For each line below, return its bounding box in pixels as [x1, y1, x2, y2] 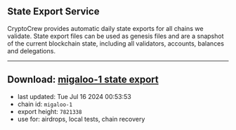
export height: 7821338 [17, 107, 82, 115]
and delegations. [7, 46, 56, 55]
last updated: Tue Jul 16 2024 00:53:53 [17, 92, 131, 100]
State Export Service [7, 6, 100, 18]
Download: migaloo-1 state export [7, 74, 159, 86]
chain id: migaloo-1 [17, 100, 72, 108]
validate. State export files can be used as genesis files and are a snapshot [7, 32, 224, 40]
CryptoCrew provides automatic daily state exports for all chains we [7, 24, 204, 32]
